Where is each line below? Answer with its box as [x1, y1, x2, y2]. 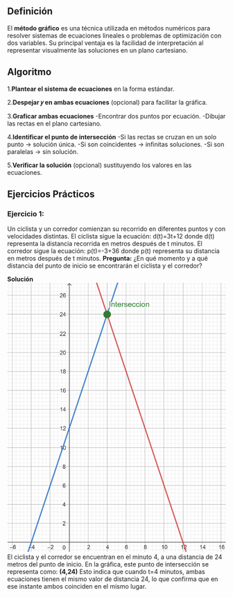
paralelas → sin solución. [7, 147, 78, 155]
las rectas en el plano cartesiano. [7, 119, 102, 128]
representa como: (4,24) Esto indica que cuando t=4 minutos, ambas [7, 567, 206, 576]
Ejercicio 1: [7, 209, 44, 218]
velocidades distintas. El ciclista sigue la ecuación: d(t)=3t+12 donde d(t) [7, 232, 215, 241]
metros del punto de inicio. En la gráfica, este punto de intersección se [7, 560, 209, 568]
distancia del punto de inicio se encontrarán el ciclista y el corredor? [7, 261, 202, 270]
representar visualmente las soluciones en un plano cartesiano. [7, 46, 189, 54]
